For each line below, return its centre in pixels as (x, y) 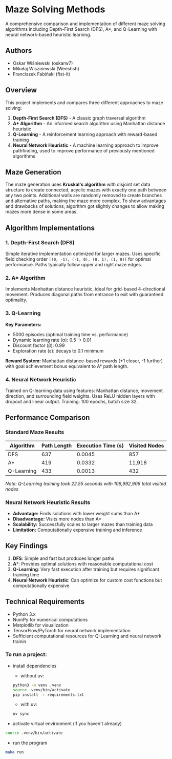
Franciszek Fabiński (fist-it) (41, 74)
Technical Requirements (45, 602)
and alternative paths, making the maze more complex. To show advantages (86, 201)
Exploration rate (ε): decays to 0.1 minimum (58, 351)
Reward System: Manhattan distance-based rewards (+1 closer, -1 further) (84, 361)
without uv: (32, 675)
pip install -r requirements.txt (48, 695)
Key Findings (27, 546)
